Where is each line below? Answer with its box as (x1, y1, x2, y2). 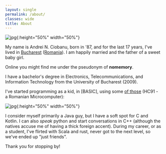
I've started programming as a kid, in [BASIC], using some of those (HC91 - (5, 88, 159, 94)
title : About (5, 21, 32, 26)
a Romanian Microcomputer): (5, 94, 64, 100)
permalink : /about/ (5, 12, 46, 17)
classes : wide (5, 16, 35, 21)
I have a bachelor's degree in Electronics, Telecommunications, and (5, 74, 144, 79)
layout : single (5, 7, 37, 12)
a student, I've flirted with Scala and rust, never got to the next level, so (5, 129, 151, 135)
